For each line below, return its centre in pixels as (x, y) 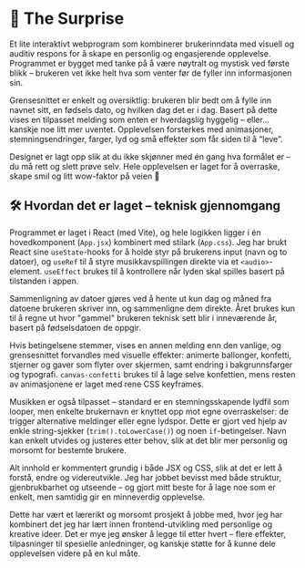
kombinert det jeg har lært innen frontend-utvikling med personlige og (141, 524)
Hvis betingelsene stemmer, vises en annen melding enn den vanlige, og (146, 345)
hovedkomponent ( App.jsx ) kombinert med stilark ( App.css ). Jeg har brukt (148, 242)
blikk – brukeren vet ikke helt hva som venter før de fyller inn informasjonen (151, 73)
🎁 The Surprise (67, 19)
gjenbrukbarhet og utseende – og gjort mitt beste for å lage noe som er (142, 487)
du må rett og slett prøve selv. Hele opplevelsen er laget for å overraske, (145, 166)
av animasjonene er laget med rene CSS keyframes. (107, 384)
